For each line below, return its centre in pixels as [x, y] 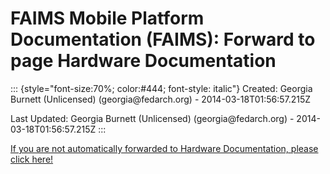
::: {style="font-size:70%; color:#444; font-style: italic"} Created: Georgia [161, 88]
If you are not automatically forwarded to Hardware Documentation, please [164, 148]
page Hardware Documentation [143, 61]
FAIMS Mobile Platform [107, 18]
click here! [32, 159]
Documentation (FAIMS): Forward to [163, 39]
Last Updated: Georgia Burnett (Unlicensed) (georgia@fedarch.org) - [152, 118]
